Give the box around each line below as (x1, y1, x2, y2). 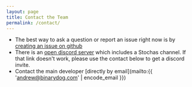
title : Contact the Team (6, 14, 68, 20)
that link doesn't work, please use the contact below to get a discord (14, 55, 185, 63)
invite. (14, 61, 31, 69)
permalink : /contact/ (6, 20, 61, 26)
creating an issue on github (14, 42, 83, 49)
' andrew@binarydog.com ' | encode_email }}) (14, 74, 126, 81)
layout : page (6, 8, 39, 15)
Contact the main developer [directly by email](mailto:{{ (14, 68, 153, 75)
